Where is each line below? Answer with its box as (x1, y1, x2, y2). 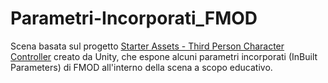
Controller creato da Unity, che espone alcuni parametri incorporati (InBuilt (10, 50, 318, 62)
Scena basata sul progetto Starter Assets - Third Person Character (10, 40, 285, 52)
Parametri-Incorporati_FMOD (10, 7, 258, 30)
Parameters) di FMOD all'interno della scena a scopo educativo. (10, 61, 273, 73)
